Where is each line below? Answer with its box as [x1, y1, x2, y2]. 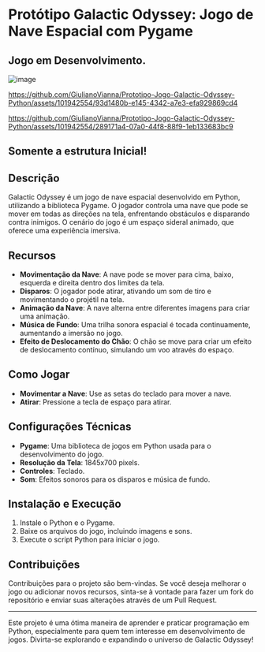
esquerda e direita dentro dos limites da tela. [19, 278, 165, 288]
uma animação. [19, 311, 70, 321]
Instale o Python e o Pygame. [19, 518, 115, 527]
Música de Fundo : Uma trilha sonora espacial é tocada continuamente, [19, 320, 251, 330]
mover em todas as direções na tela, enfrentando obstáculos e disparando [8, 209, 250, 218]
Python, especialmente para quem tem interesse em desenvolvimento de [8, 627, 246, 636]
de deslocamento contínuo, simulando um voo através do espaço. [19, 345, 234, 355]
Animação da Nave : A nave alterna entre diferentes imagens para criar [19, 304, 251, 313]
